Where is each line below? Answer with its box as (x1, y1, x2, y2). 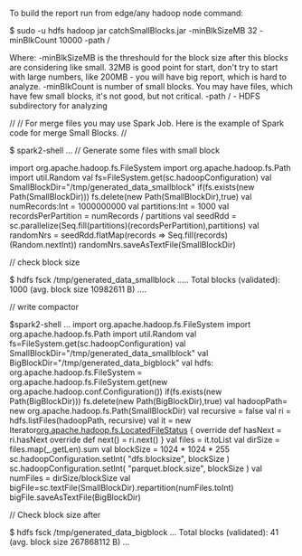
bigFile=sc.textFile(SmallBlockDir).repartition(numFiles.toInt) (9, 483, 234, 493)
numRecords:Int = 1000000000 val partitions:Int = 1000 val (9, 201, 230, 212)
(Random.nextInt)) (9, 240, 77, 250)
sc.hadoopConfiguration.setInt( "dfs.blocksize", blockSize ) (9, 454, 231, 464)
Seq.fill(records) (167, 230, 229, 240)
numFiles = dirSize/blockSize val (9, 473, 131, 483)
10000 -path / (58, 35, 110, 45)
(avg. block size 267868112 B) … (9, 537, 130, 547)
